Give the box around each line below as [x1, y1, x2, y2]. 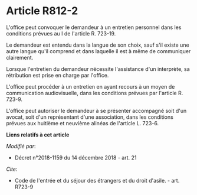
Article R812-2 [6, 4, 78, 18]
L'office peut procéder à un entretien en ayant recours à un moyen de [6, 83, 175, 90]
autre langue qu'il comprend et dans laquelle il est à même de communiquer [6, 47, 191, 54]
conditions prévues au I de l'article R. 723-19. [6, 30, 116, 37]
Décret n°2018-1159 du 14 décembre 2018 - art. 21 [14, 154, 137, 161]
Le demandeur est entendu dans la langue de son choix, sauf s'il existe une [6, 41, 190, 48]
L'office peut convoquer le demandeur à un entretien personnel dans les [6, 24, 182, 31]
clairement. [6, 54, 34, 61]
